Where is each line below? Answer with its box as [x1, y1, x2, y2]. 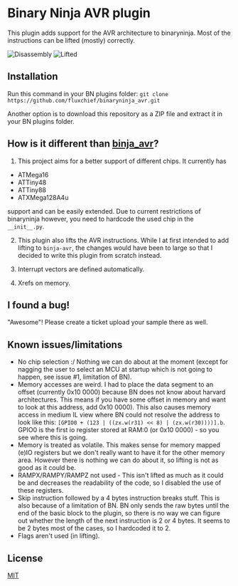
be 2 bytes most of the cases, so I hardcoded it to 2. [17, 524, 171, 533]
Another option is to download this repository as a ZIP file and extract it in [7, 109, 222, 118]
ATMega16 [17, 170, 49, 179]
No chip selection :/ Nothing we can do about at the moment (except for [17, 357, 229, 366]
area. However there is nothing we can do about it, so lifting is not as [17, 456, 219, 464]
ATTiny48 [17, 178, 47, 187]
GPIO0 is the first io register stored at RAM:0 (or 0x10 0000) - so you [17, 426, 220, 434]
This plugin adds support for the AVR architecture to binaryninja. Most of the [7, 28, 231, 37]
